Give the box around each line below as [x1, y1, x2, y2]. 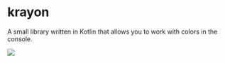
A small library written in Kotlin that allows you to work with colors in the [7, 27, 218, 36]
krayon [7, 4, 50, 20]
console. [7, 34, 33, 43]
